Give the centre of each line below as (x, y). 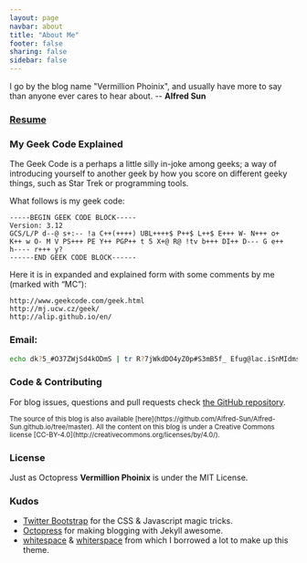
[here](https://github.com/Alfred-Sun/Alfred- (206, 419)
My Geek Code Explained (66, 144)
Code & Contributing (56, 382)
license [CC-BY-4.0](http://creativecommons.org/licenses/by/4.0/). (115, 434)
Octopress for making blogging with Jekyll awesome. (123, 531)
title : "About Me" (44, 35)
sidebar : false (38, 60)
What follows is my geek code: (67, 201)
